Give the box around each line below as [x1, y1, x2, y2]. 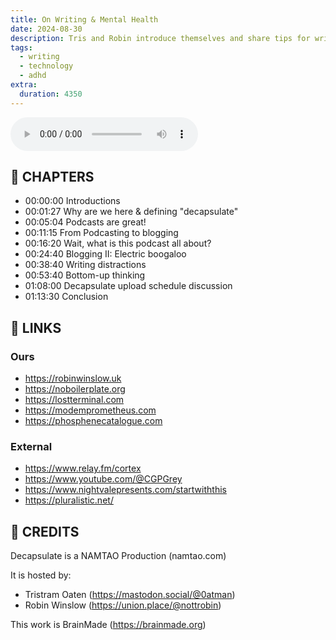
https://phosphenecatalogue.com [24, 415, 163, 427]
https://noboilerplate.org [24, 383, 126, 395]
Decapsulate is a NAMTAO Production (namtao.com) [10, 550, 227, 562]
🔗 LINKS [10, 319, 62, 336]
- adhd [19, 71, 47, 81]
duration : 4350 [19, 89, 83, 99]
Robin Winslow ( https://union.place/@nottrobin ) [24, 599, 222, 611]
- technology [19, 61, 74, 71]
